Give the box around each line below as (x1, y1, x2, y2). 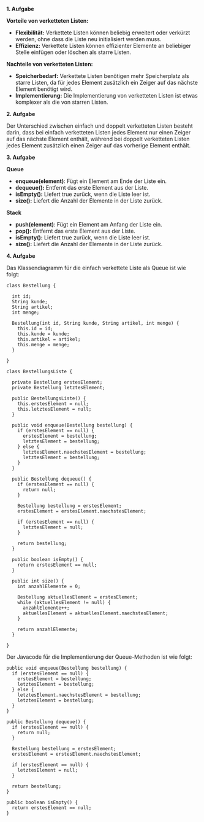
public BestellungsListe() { (12, 395, 86, 401)
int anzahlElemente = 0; (17, 583, 81, 589)
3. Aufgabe (6, 153, 36, 161)
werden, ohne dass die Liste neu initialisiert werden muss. (15, 36, 162, 42)
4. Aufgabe (6, 252, 36, 260)
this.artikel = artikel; (17, 336, 81, 343)
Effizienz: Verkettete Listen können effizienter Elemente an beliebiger (15, 42, 192, 49)
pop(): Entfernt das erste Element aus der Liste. (15, 227, 136, 235)
